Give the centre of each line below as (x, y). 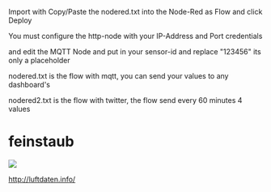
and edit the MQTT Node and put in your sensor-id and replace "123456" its (135, 51)
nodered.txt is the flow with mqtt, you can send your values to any (119, 76)
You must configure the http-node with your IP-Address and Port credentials (135, 36)
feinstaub (41, 142)
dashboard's (30, 85)
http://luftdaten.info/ (42, 179)
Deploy (20, 20)
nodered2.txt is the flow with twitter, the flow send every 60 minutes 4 (125, 100)
